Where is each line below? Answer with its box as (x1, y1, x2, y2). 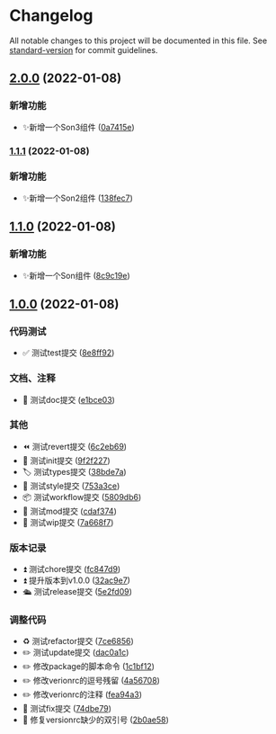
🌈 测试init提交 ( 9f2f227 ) (22, 455, 111, 466)
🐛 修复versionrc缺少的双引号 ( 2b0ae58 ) (22, 714, 169, 725)
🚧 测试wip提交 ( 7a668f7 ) (22, 516, 114, 527)
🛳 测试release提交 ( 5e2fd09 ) (22, 586, 133, 597)
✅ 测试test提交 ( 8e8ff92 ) (22, 347, 115, 358)
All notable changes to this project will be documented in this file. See (9, 35, 268, 46)
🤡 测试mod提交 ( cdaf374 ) (22, 506, 117, 516)
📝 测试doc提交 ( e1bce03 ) (22, 394, 115, 405)
